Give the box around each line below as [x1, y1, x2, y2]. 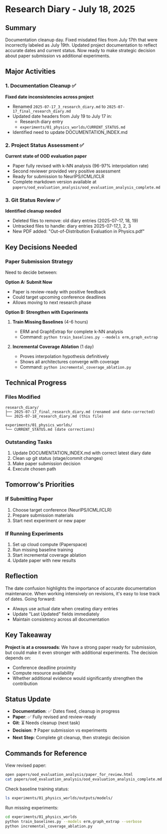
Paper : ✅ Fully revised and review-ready [12, 714, 96, 720]
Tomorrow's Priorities [5, 480, 74, 489]
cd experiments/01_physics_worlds [5, 814, 77, 819]
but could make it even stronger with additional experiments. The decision [5, 649, 158, 655]
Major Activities [5, 67, 56, 76]
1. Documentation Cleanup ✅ [5, 82, 76, 89]
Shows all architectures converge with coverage [19, 359, 119, 365]
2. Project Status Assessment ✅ [5, 141, 84, 148]
